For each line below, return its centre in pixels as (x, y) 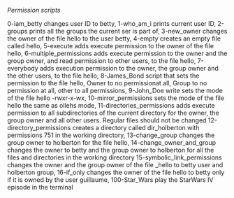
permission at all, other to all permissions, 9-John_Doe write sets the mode (115, 91)
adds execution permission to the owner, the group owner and (129, 68)
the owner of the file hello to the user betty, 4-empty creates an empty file (114, 38)
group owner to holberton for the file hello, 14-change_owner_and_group (112, 142)
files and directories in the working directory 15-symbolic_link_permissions (115, 157)
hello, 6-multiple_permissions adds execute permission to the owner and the (117, 53)
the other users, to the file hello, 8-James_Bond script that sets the (103, 76)
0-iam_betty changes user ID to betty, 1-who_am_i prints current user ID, (112, 23)
